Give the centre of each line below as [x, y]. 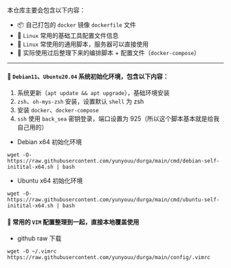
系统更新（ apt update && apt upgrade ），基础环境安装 [93, 93]
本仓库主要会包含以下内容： [46, 10]
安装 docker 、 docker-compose [58, 110]
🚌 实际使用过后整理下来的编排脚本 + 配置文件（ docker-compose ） [109, 53]
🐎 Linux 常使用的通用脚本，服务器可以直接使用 [83, 44]
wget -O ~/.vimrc [32, 251]
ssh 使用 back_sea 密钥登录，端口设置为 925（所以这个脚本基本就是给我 [118, 118]
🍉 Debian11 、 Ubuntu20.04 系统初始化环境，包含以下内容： [88, 76]
